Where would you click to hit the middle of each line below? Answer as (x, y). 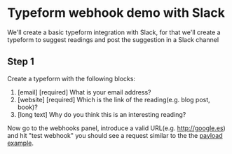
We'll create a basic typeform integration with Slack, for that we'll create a (114, 32)
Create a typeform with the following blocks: (71, 78)
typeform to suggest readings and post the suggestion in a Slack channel (113, 39)
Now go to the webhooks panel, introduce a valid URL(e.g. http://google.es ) (116, 128)
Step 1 (21, 62)
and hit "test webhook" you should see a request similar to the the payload (115, 135)
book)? (28, 107)
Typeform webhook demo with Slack (116, 13)
